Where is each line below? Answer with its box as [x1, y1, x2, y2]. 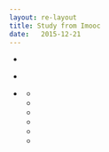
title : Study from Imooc [9, 21, 101, 30]
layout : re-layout [9, 12, 77, 22]
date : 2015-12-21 [9, 29, 82, 38]
